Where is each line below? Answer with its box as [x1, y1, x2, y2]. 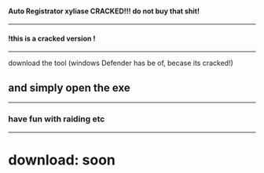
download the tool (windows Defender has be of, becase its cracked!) [8, 59, 234, 68]
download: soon [8, 151, 116, 168]
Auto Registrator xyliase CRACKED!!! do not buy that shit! [8, 6, 200, 16]
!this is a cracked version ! [8, 34, 96, 43]
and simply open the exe [8, 81, 131, 94]
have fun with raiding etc [8, 114, 105, 124]
